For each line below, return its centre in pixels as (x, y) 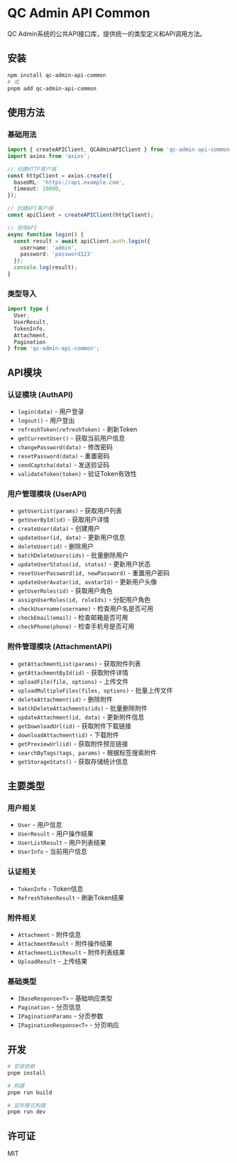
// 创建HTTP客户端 (32, 169)
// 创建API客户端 (30, 209)
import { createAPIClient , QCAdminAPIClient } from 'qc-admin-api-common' (120, 150)
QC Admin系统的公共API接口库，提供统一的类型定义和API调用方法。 (107, 33)
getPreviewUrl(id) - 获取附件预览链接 (73, 743)
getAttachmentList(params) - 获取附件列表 (79, 663)
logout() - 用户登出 (46, 421)
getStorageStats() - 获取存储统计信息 (73, 761)
